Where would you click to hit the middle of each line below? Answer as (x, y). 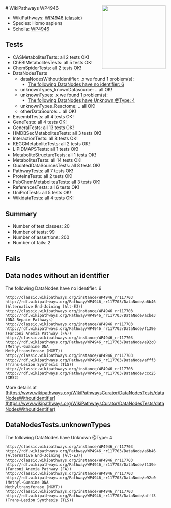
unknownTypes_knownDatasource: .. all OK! (66, 89)
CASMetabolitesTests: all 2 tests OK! (51, 57)
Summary (21, 214)
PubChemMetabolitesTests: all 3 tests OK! (56, 182)
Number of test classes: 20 (41, 226)
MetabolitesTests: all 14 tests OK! (47, 160)
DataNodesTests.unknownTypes (58, 425)
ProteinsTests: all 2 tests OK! (42, 176)
